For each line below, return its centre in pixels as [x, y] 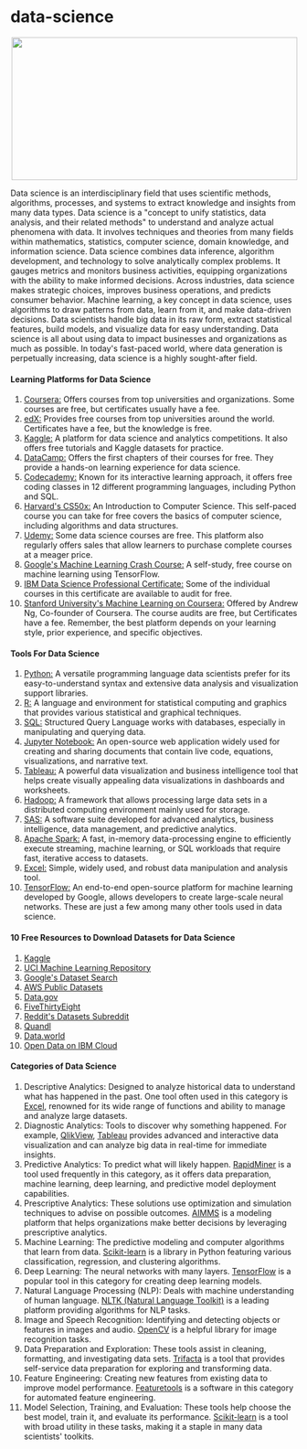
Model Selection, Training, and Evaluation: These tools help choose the [157, 1407]
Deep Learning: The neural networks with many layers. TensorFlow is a [157, 1271]
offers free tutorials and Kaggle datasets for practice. [123, 448]
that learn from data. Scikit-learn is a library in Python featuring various [157, 1252]
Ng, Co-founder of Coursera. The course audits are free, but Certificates [160, 613]
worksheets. [47, 790]
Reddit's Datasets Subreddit [76, 1016]
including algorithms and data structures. [101, 526]
